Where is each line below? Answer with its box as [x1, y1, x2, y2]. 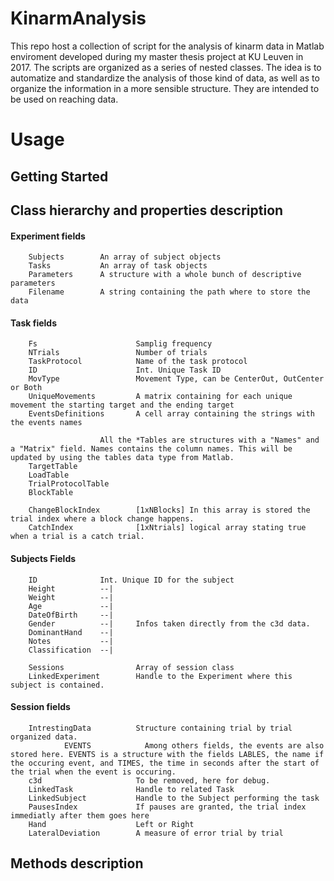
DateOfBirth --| [28, 610, 114, 620]
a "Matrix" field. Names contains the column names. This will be [10, 444, 293, 454]
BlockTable [28, 488, 74, 498]
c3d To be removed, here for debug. [28, 775, 271, 786]
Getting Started [10, 168, 109, 185]
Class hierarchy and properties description [10, 202, 284, 219]
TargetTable [28, 462, 78, 472]
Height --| [28, 583, 114, 594]
